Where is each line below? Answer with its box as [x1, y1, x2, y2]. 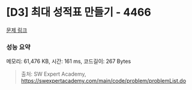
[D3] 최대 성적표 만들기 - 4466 [6, 5, 151, 19]
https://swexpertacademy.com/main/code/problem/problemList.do [20, 77, 187, 85]
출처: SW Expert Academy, [20, 70, 86, 78]
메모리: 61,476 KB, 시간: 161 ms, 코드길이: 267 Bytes [6, 58, 131, 65]
